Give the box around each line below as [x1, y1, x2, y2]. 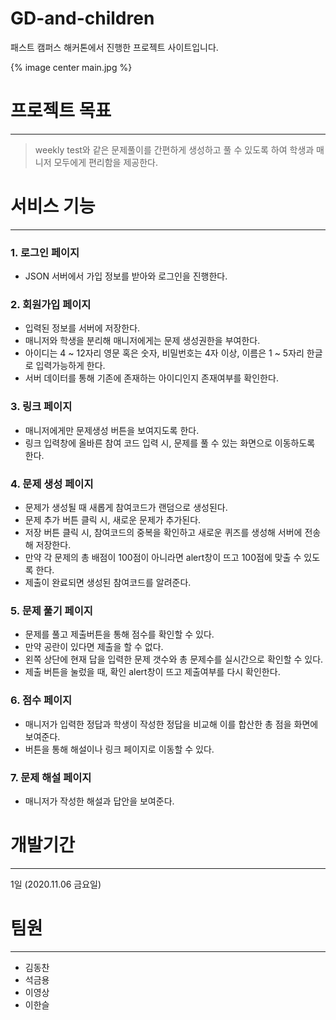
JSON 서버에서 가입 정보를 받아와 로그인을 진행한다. [24, 270, 228, 282]
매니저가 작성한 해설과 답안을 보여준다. [24, 795, 175, 807]
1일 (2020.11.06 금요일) [10, 878, 102, 890]
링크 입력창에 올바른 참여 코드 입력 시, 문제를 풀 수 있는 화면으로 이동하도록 [24, 437, 316, 449]
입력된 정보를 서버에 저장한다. [24, 322, 141, 334]
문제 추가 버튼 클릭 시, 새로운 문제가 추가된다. [24, 514, 202, 526]
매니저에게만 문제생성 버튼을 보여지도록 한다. [24, 424, 200, 436]
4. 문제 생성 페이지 [10, 477, 94, 491]
